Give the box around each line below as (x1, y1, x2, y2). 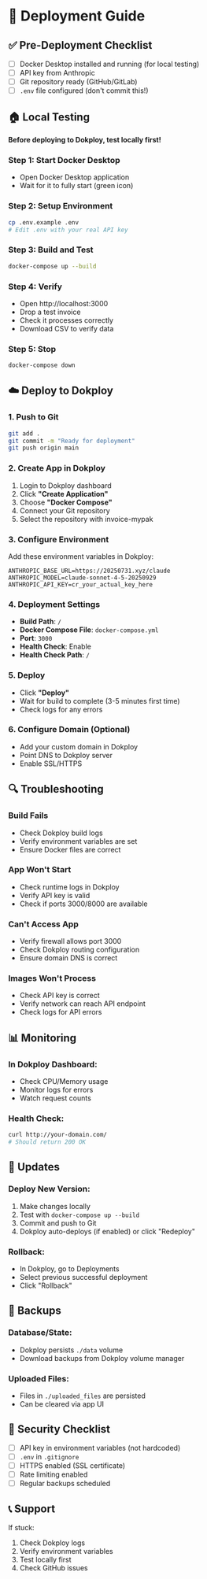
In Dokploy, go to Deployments (19, 1264, 120, 1274)
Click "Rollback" (19, 1281, 72, 1290)
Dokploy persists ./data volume (19, 1345, 124, 1355)
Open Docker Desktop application (19, 172, 130, 182)
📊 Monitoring (8, 1031, 77, 1045)
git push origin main (8, 444, 79, 452)
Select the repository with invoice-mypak (19, 514, 153, 523)
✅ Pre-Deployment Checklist (8, 39, 153, 52)
